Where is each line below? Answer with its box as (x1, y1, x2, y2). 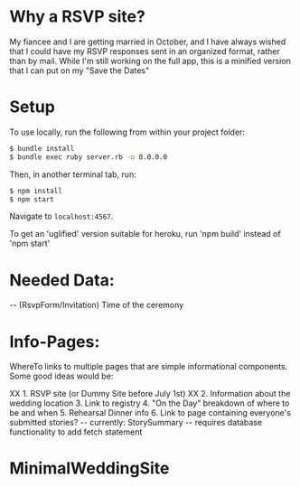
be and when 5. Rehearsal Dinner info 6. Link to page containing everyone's (9, 407, 292, 418)
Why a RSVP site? (9, 6, 146, 27)
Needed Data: (9, 269, 115, 290)
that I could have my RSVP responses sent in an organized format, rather (9, 45, 280, 56)
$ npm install (9, 186, 63, 195)
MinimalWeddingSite (9, 458, 170, 479)
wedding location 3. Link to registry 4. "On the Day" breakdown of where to (9, 398, 290, 408)
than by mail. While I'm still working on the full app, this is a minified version (9, 55, 291, 66)
